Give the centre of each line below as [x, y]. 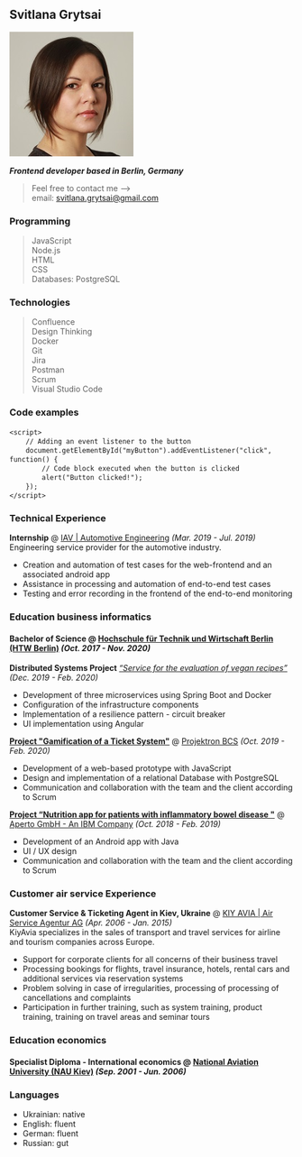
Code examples [44, 412]
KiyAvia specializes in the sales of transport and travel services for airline [145, 932]
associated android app [66, 574]
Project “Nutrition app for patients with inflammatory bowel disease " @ [147, 814]
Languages [35, 1095]
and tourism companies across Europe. [82, 942]
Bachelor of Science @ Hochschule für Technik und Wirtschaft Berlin [142, 638]
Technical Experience [58, 518]
